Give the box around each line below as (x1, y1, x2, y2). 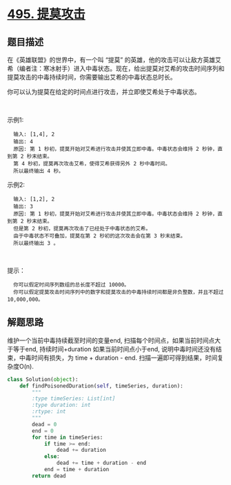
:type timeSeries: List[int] (32, 395, 116, 402)
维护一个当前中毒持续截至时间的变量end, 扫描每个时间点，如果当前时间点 (7, 336, 215, 345)
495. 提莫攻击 (7, 6, 86, 22)
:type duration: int (32, 402, 91, 409)
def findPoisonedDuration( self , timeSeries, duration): (19, 382, 184, 390)
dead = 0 (32, 421, 57, 428)
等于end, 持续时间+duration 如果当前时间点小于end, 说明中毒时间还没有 (12, 345, 216, 353)
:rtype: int (32, 408, 67, 415)
